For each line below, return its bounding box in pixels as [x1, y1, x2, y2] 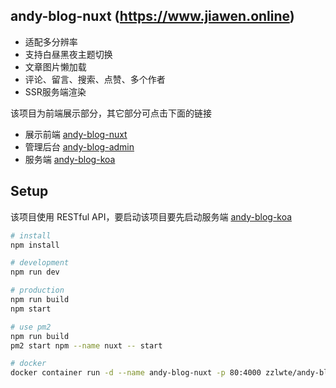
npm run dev [10, 267, 60, 278]
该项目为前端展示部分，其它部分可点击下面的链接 [10, 107, 212, 119]
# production [10, 285, 65, 296]
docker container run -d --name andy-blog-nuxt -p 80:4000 [10, 368, 262, 378]
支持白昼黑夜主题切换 [24, 48, 113, 60]
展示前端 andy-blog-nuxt [24, 128, 128, 140]
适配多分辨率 [24, 35, 78, 48]
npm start [10, 304, 52, 314]
